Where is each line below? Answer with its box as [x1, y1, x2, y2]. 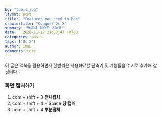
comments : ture [5, 48, 36, 53]
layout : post [5, 12, 32, 17]
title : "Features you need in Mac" [5, 16, 80, 21]
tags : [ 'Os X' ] [5, 39, 36, 44]
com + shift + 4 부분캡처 [12, 106, 60, 112]
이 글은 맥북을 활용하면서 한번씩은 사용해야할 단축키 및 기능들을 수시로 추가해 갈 [5, 62, 157, 68]
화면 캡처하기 [5, 82, 34, 89]
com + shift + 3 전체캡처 [12, 94, 60, 100]
